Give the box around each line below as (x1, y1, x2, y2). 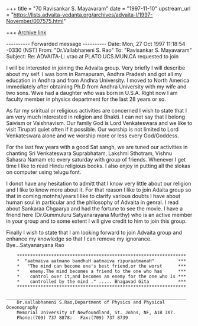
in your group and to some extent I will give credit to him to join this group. (6, 218, 187, 225)
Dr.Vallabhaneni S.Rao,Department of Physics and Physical (17, 299, 165, 305)
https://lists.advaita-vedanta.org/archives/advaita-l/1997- (13, 11, 153, 18)
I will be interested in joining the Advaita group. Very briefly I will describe (6, 64, 186, 71)
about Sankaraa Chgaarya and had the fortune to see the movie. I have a (6, 205, 183, 212)
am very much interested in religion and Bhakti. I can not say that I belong (6, 113, 185, 120)
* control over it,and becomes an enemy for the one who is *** (17, 274, 186, 279)
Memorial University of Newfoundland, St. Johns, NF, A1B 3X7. (17, 309, 176, 315)
